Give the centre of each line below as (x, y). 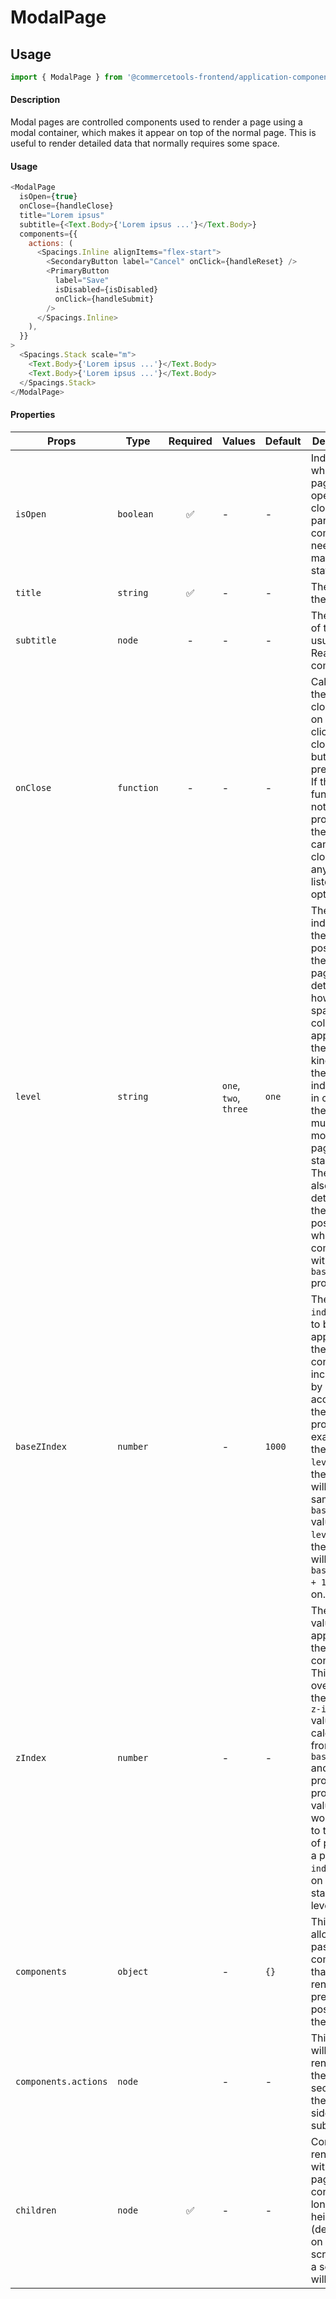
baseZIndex (41, 1446)
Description (35, 100)
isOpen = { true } (48, 197)
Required (190, 441)
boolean (135, 514)
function (138, 787)
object (133, 1971)
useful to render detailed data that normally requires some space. (145, 143)
